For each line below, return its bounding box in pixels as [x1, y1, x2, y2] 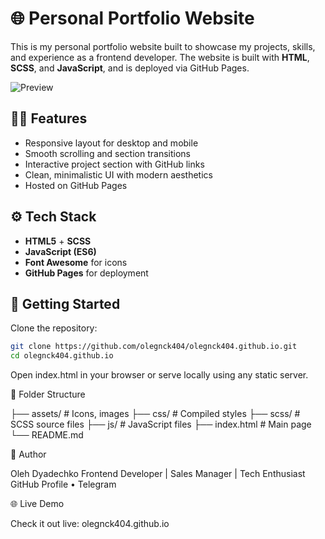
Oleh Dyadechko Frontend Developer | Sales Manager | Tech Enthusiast [10, 468, 306, 480]
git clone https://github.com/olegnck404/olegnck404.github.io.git [10, 342, 298, 352]
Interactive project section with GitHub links [24, 158, 205, 170]
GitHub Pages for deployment [24, 267, 149, 279]
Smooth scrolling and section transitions [24, 147, 191, 159]
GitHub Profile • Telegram [10, 478, 117, 491]
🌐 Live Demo [10, 498, 65, 510]
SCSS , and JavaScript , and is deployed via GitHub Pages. [10, 62, 250, 74]
